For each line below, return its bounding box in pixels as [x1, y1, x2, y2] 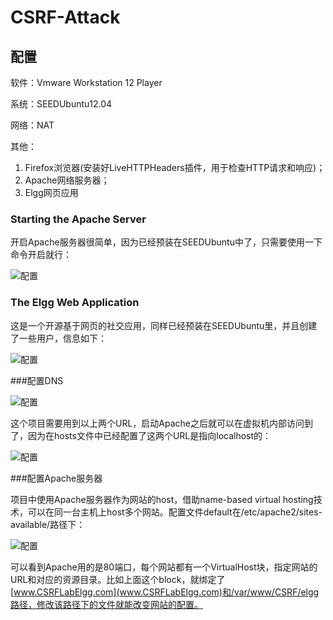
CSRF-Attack [10, 6, 121, 29]
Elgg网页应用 [24, 187, 79, 198]
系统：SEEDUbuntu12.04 [10, 98, 113, 110]
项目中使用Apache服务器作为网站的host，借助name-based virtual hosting [10, 493, 314, 505]
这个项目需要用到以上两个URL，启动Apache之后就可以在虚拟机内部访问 [10, 417, 305, 429]
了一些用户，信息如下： [10, 332, 107, 344]
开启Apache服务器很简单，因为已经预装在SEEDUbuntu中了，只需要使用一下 [10, 236, 323, 248]
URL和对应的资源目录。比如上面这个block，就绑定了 [10, 573, 226, 585]
